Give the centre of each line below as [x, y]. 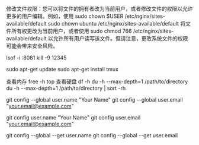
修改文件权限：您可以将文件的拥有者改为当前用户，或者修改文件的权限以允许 [99, 9]
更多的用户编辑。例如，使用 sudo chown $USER [65, 16]
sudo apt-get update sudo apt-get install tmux [62, 69]
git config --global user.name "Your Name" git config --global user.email [94, 100]
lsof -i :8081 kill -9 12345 [36, 58]
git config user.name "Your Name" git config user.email [73, 117]
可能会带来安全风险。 [32, 46]
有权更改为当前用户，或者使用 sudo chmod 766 [74, 31]
